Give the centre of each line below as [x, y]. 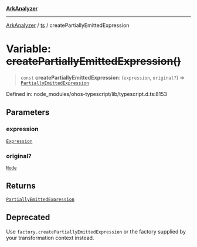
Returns [21, 186]
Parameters [28, 113]
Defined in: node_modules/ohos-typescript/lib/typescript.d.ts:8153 [86, 94]
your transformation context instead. [50, 238]
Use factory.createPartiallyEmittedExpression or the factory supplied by [96, 231]
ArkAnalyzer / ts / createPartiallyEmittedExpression [68, 25]
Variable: [29, 49]
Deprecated [28, 217]
